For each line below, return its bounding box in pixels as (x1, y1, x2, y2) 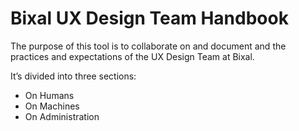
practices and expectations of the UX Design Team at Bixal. (10, 50, 255, 62)
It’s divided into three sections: (10, 70, 137, 82)
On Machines (24, 100, 80, 112)
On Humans (24, 89, 75, 101)
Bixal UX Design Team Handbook (10, 7, 289, 30)
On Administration (24, 110, 100, 122)
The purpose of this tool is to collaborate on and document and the (10, 40, 287, 52)
